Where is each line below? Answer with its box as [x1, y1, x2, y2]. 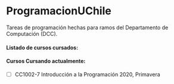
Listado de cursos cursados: [6, 43, 79, 51]
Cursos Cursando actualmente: [6, 58, 86, 65]
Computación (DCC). [6, 30, 58, 37]
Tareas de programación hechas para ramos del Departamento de [6, 24, 169, 31]
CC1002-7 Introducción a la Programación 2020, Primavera [14, 70, 161, 78]
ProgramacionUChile [6, 4, 111, 18]
